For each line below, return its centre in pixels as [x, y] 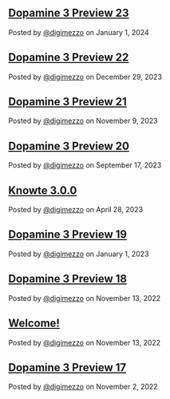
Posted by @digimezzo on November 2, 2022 [83, 387]
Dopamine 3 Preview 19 [68, 235]
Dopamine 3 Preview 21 [68, 102]
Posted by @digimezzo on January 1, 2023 [79, 254]
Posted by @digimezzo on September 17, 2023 [85, 165]
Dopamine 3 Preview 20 [69, 146]
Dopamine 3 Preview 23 [69, 13]
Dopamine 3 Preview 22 [69, 58]
